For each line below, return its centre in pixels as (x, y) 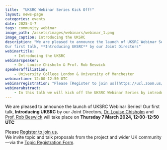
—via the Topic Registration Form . (40, 143)
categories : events (25, 19)
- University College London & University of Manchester (74, 74)
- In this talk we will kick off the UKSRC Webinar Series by (80, 93)
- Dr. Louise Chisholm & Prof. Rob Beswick (60, 65)
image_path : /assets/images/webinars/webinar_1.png (60, 33)
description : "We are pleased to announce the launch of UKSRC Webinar (81, 42)
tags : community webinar (31, 28)
